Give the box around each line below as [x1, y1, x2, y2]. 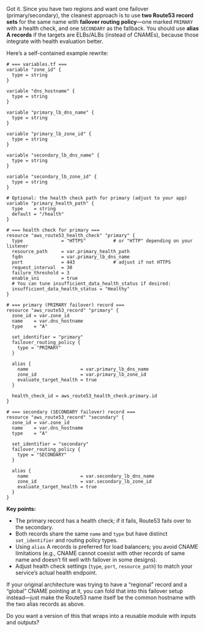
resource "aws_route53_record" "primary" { [6, 307, 119, 314]
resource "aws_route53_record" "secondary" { [6, 414, 124, 421]
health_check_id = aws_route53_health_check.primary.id [12, 393, 157, 399]
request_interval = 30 [12, 265, 72, 271]
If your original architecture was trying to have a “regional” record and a [6, 581, 188, 588]
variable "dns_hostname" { [6, 88, 75, 94]
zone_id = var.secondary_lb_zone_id [17, 479, 152, 485]
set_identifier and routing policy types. [15, 537, 118, 543]
